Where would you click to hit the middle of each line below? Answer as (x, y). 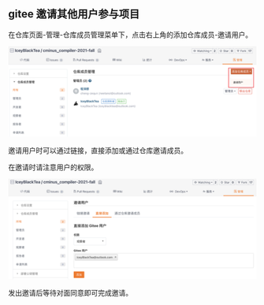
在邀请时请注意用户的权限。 (53, 167)
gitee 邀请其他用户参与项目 (74, 14)
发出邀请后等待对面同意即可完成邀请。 (70, 292)
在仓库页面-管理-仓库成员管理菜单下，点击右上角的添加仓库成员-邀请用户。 (130, 35)
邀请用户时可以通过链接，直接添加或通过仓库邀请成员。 (98, 150)
